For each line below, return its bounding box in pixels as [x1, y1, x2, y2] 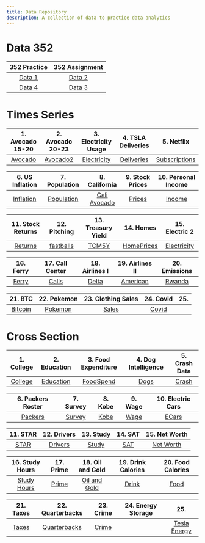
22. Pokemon [38, 294, 78, 303]
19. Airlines [118, 259, 153, 268]
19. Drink [118, 458, 146, 467]
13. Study [81, 430, 111, 439]
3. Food [87, 355, 110, 364]
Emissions [161, 267, 192, 275]
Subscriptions [156, 155, 196, 164]
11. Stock [11, 220, 40, 228]
